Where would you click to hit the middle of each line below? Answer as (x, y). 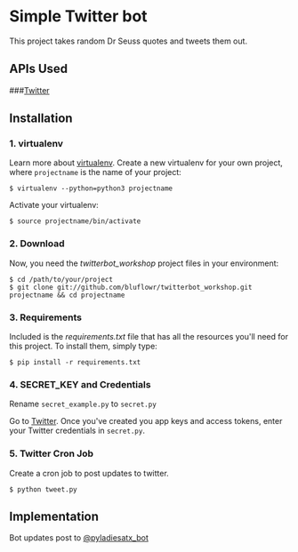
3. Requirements (46, 317)
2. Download (37, 244)
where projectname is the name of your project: (96, 172)
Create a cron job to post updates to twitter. (89, 473)
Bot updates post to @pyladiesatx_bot (79, 538)
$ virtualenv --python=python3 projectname (91, 188)
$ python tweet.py (43, 489)
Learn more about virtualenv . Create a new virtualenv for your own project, (146, 163)
